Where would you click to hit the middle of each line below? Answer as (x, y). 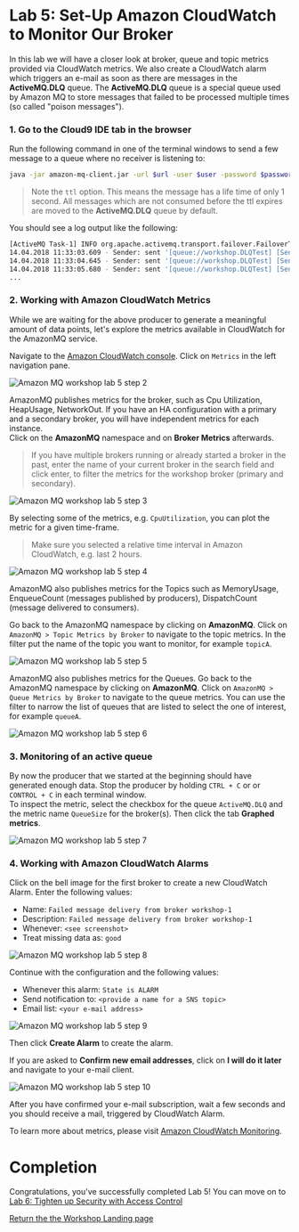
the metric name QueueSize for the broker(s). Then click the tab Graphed (142, 814)
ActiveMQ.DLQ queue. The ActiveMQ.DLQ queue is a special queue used (145, 87)
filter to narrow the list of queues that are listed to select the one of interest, (148, 706)
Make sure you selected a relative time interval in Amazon (137, 544)
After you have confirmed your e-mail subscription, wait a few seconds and (148, 1105)
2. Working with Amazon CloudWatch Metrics (110, 300)
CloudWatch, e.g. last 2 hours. (86, 554)
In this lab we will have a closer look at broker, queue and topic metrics (139, 59)
